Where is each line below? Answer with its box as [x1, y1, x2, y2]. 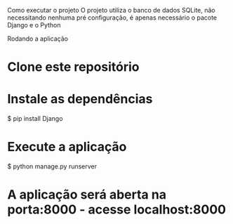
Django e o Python [7, 21, 61, 29]
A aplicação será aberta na [7, 187, 167, 203]
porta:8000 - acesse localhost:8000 [7, 202, 227, 218]
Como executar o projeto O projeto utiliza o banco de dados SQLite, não [7, 6, 215, 14]
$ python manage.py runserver [7, 162, 97, 171]
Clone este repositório [7, 59, 140, 75]
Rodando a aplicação [7, 34, 69, 43]
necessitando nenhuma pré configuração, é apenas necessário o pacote [7, 13, 218, 22]
